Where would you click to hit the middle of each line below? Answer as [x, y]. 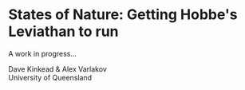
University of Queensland [50, 77]
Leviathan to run [63, 31]
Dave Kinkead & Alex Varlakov [58, 68]
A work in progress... [43, 53]
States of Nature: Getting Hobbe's [123, 15]
